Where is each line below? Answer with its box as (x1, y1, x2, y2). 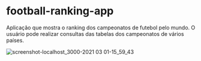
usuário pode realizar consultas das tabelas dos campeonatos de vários (6, 30, 184, 37)
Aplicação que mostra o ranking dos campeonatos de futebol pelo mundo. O (6, 24, 196, 31)
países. (6, 36, 24, 44)
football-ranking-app (6, 4, 114, 18)
